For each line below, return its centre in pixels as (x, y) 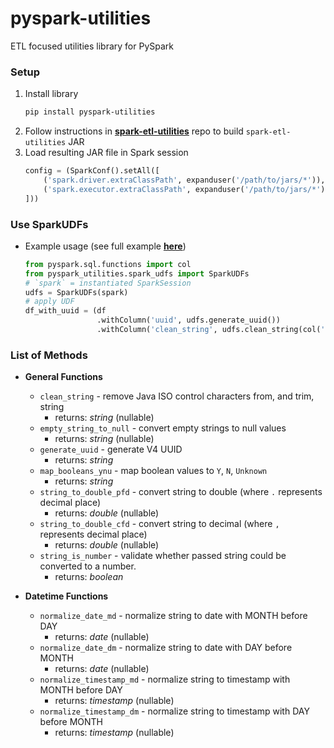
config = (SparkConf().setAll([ (92, 171)
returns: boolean (89, 577)
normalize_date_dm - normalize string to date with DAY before (166, 648)
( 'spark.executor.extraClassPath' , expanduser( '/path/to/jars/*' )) (186, 189)
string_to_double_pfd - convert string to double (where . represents (181, 492)
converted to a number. (88, 566)
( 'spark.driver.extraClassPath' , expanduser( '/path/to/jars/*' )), (184, 180)
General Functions (63, 377)
